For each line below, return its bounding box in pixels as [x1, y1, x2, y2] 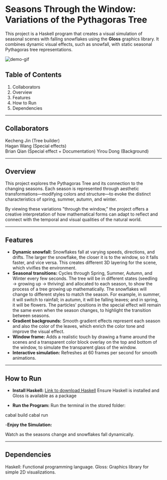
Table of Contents [5, 71, 62, 79]
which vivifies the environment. [12, 265, 77, 271]
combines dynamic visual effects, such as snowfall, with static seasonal [5, 41, 153, 47]
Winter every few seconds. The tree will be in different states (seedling [12, 275, 158, 281]
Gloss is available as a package [12, 393, 77, 399]
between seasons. [12, 313, 51, 319]
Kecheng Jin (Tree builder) [5, 137, 60, 143]
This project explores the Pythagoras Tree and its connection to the [5, 181, 143, 187]
